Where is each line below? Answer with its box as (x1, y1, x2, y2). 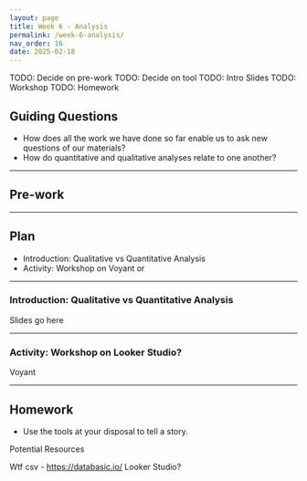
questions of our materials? (22, 142, 126, 153)
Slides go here (9, 314, 64, 325)
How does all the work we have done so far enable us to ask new (22, 132, 268, 143)
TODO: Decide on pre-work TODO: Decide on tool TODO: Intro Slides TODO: (9, 72, 297, 83)
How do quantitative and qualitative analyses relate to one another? (22, 152, 277, 162)
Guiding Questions (9, 109, 119, 124)
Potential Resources (9, 444, 85, 455)
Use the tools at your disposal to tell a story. (22, 425, 189, 436)
